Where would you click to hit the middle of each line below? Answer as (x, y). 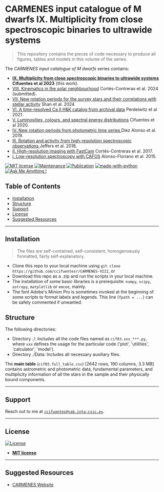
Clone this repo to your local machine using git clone (66, 265)
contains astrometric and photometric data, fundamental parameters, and (79, 369)
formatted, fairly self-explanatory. (51, 256)
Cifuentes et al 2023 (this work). (45, 83)
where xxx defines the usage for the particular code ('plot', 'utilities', (80, 344)
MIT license (24, 453)
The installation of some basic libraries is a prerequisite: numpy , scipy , (82, 281)
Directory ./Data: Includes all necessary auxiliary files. (66, 355)
